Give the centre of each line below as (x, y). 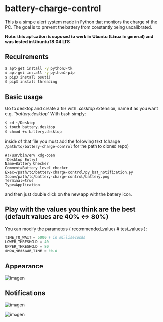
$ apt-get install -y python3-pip (40, 73)
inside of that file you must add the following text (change (63, 141)
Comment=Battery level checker (37, 168)
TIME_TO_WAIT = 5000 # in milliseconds (45, 237)
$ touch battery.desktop (30, 127)
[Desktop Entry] (21, 159)
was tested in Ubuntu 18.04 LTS (38, 41)
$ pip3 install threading (31, 82)
